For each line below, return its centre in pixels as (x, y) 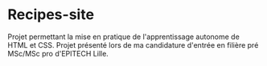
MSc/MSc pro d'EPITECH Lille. (58, 53)
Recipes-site (51, 15)
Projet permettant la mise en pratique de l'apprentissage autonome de (124, 37)
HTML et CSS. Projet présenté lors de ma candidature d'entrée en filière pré (133, 45)
